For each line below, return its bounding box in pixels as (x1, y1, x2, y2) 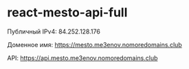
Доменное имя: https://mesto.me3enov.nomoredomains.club (7, 40, 182, 49)
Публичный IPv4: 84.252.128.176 (7, 27, 101, 36)
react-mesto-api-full (7, 5, 128, 20)
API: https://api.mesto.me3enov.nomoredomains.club (7, 53, 158, 62)
